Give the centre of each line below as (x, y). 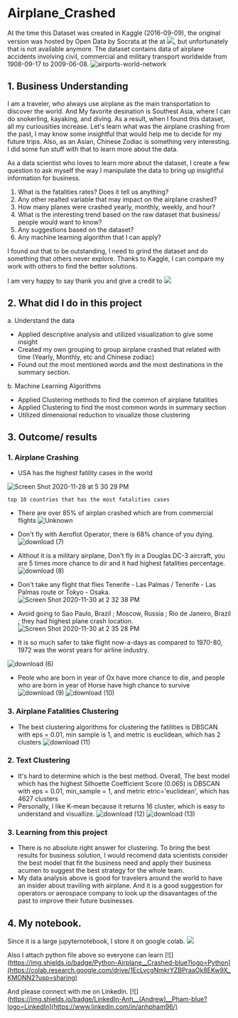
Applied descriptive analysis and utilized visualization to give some (115, 334)
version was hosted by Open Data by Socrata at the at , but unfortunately (118, 41)
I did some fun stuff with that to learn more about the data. (93, 149)
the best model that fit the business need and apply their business (114, 863)
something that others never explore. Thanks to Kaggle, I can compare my (116, 259)
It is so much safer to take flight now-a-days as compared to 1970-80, (120, 643)
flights (27, 521)
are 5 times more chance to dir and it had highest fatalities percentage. (121, 563)
